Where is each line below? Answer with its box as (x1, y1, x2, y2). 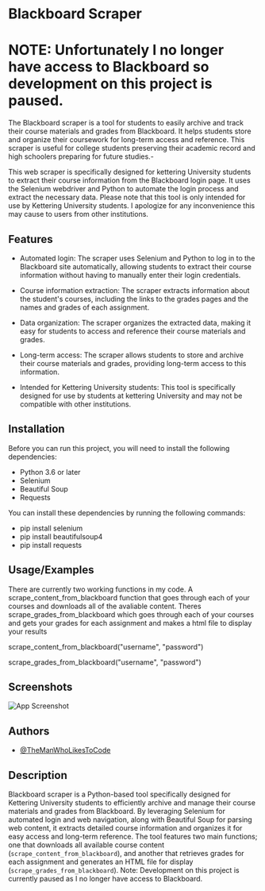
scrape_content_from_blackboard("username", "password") (8, 642, 204, 651)
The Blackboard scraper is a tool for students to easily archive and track (8, 118, 244, 128)
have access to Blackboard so (8, 58, 209, 76)
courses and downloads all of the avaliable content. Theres (8, 601, 202, 611)
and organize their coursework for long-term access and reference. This (8, 135, 245, 145)
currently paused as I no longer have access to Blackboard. (8, 874, 203, 883)
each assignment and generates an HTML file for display (8, 857, 194, 866)
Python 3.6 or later (19, 467, 81, 476)
